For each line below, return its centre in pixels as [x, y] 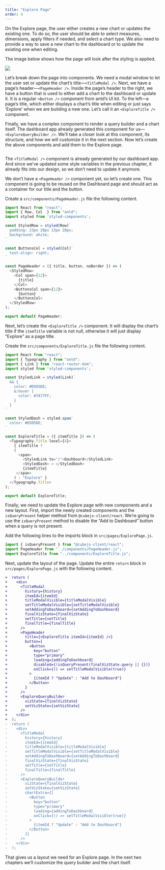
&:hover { [24, 391]
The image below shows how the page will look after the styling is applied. [80, 59]
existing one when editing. [32, 49]
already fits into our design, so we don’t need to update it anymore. [73, 169]
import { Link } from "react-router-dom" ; [49, 364]
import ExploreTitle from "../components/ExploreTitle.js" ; [68, 554]
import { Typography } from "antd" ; [42, 359]
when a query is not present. [34, 526]
